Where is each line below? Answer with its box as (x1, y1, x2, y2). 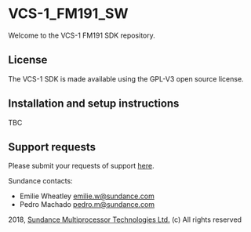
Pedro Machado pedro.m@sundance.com (19, 200, 155, 209)
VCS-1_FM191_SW (8, 5, 129, 23)
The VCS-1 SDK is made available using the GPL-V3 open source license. (8, 74, 245, 83)
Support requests (8, 140, 96, 154)
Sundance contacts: (8, 176, 73, 186)
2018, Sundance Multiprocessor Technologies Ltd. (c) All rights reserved (8, 215, 242, 224)
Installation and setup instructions (8, 97, 180, 111)
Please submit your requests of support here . (8, 161, 155, 171)
